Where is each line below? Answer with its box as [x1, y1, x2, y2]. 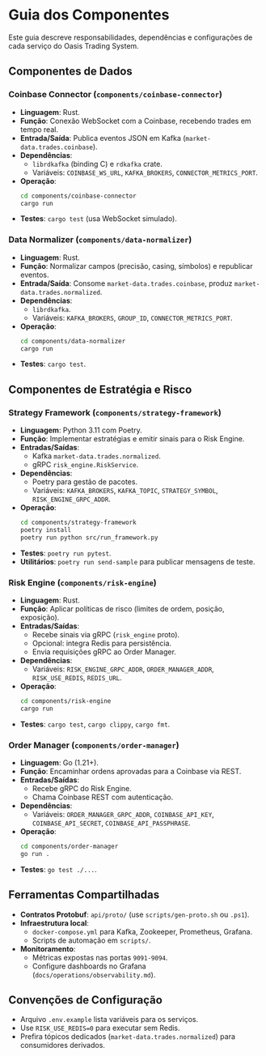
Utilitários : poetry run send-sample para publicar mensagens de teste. [19, 556, 255, 566]
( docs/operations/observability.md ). [32, 969, 156, 979]
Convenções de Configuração [8, 994, 163, 1007]
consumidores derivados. [19, 1041, 105, 1050]
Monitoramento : [19, 943, 76, 953]
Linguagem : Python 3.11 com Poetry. [19, 425, 143, 435]
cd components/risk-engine [19, 697, 112, 705]
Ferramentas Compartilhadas [8, 888, 160, 902]
